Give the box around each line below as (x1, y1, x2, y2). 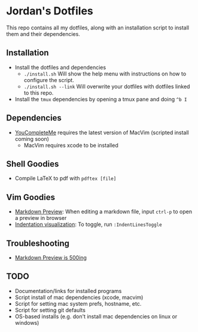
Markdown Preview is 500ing (14, 254, 87, 261)
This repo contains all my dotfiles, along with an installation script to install (6, 24, 190, 31)
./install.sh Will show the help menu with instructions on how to (23, 70, 187, 77)
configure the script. (23, 76, 75, 83)
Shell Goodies (6, 159, 59, 169)
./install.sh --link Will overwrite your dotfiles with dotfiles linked (23, 83, 190, 90)
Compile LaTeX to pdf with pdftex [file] (14, 175, 117, 182)
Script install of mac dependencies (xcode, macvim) (14, 294, 144, 301)
